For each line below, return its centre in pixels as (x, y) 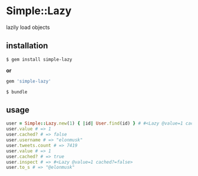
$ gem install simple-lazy (39, 59)
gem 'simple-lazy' (29, 81)
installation (27, 46)
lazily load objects (28, 27)
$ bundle (17, 92)
